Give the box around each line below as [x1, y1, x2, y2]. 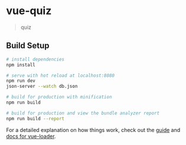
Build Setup [6, 41, 50, 51]
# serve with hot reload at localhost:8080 [6, 72, 115, 78]
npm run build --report [6, 116, 65, 121]
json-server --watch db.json [6, 84, 78, 90]
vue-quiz [6, 4, 52, 18]
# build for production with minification [6, 94, 112, 100]
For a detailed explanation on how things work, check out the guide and [6, 126, 181, 133]
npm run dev [6, 78, 35, 84]
